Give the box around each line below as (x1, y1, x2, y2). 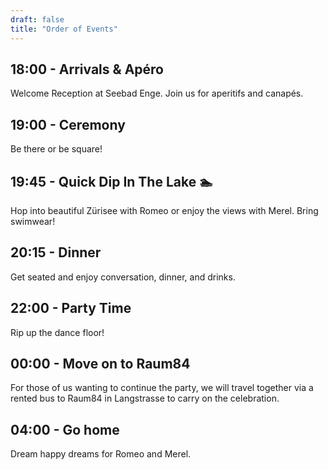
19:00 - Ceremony (10, 116, 126, 133)
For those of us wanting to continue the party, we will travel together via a (10, 382, 314, 394)
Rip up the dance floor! (10, 326, 105, 338)
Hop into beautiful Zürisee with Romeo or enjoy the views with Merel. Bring (10, 204, 319, 216)
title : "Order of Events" (10, 24, 118, 34)
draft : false (10, 14, 65, 25)
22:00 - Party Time (10, 300, 132, 317)
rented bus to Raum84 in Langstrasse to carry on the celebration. (10, 392, 280, 405)
